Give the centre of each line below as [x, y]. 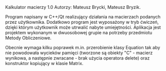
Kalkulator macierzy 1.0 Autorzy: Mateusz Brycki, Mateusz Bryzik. [73, 7]
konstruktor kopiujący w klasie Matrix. [44, 63]
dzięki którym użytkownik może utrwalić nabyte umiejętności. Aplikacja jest [83, 27]
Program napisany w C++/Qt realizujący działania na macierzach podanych [83, 17]
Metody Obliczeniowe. [28, 38]
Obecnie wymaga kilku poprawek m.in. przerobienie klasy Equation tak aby [83, 47]
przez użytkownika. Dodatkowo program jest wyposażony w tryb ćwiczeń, [82, 22]
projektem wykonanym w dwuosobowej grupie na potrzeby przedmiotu [79, 33]
